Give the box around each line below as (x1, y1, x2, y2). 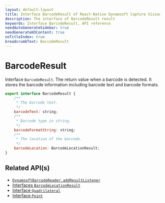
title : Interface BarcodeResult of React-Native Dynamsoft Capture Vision (5, 12, 162, 17)
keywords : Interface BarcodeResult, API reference (5, 21, 111, 26)
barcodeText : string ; (14, 109, 58, 114)
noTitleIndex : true (5, 35, 45, 40)
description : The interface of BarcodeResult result (5, 16, 115, 21)
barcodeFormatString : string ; (14, 127, 76, 132)
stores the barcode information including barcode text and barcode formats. (5, 81, 159, 87)
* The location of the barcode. (16, 137, 82, 142)
